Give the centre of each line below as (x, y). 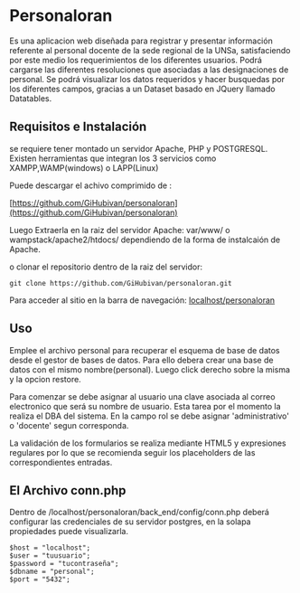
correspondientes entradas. (61, 462)
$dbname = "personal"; (52, 572)
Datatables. (31, 98)
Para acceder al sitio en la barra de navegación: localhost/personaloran (142, 300)
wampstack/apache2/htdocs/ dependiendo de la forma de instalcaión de (145, 240)
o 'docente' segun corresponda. (69, 425)
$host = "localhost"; (50, 548)
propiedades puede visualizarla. (69, 532)
